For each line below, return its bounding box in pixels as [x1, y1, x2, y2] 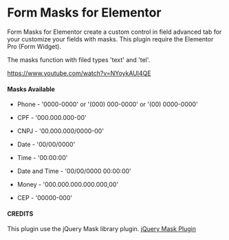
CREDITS [7, 209, 34, 218]
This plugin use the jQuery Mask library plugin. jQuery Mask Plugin [7, 225, 196, 233]
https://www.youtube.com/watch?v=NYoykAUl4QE [7, 69, 151, 77]
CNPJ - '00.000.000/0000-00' [17, 127, 105, 135]
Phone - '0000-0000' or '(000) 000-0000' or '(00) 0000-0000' [17, 100, 198, 108]
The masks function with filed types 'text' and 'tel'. [7, 55, 151, 63]
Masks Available [7, 85, 55, 93]
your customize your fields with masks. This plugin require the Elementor [7, 34, 214, 43]
